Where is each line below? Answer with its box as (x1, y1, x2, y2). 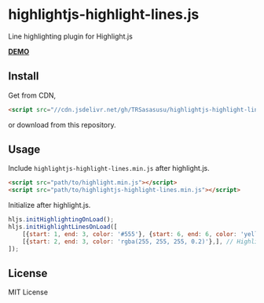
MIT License (8, 287, 49, 297)
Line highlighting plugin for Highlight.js (8, 31, 134, 41)
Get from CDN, (8, 91, 57, 100)
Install (8, 69, 39, 83)
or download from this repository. (8, 120, 116, 129)
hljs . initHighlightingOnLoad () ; (8, 216, 114, 224)
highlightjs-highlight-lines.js (8, 6, 200, 24)
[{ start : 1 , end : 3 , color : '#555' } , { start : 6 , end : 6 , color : (22, 230, 237, 238)
